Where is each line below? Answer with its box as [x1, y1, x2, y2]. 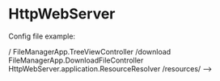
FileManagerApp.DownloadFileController [8, 55, 144, 65]
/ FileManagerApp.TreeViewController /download [8, 47, 171, 56]
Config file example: [8, 31, 75, 41]
